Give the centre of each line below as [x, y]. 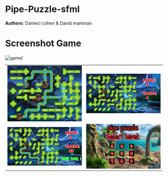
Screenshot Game [43, 43]
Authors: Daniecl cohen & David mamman [49, 23]
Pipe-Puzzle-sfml [42, 9]
